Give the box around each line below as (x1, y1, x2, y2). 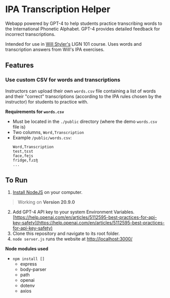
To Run (5, 176, 28, 185)
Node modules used (5, 246, 49, 252)
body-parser (20, 267, 47, 273)
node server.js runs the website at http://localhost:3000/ (12, 236, 133, 242)
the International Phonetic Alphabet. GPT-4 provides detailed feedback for (5, 25, 160, 31)
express (20, 261, 37, 267)
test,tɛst (12, 149, 34, 154)
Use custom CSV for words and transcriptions (5, 76, 120, 83)
